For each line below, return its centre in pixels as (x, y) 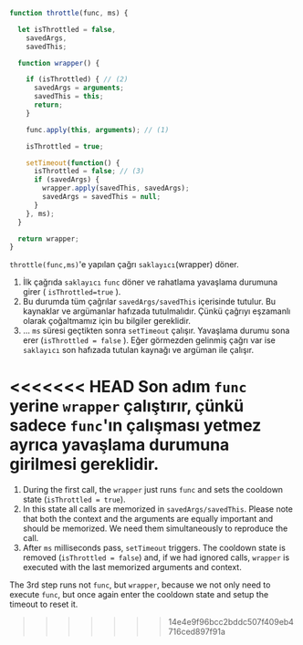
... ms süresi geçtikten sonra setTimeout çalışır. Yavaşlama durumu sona (156, 331)
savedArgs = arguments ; (79, 88)
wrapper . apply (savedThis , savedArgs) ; (116, 188)
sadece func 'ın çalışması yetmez (136, 426)
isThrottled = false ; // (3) (89, 172)
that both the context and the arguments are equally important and (148, 519)
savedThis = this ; (68, 97)
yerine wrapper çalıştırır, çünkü (127, 406)
